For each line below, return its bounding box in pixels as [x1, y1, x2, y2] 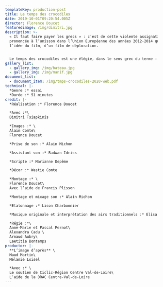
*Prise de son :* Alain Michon [9, 142, 73, 146]
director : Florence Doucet [5, 20, 60, 26]
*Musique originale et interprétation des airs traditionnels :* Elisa [9, 212, 158, 217]
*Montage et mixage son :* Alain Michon [9, 194, 92, 199]
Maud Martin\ [9, 252, 36, 257]
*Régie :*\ [9, 221, 32, 226]
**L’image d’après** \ [9, 248, 55, 253]
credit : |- [5, 97, 27, 102]
